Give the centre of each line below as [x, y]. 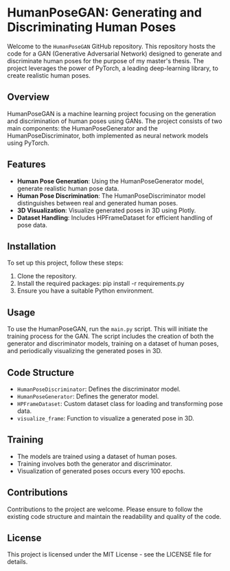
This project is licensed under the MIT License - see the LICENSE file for [109, 555]
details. [18, 562]
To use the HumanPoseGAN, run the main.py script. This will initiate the [107, 329]
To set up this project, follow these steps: [65, 263]
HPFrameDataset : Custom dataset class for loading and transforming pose [120, 404]
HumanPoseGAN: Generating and [105, 13]
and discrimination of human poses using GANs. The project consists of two [115, 121]
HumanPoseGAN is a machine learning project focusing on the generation [112, 113]
